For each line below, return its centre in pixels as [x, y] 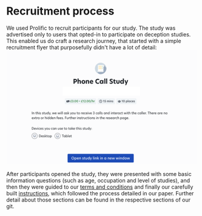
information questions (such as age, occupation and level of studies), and [98, 181]
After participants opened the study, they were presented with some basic [99, 174]
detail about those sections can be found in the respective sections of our [99, 200]
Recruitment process [60, 11]
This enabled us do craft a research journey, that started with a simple [94, 41]
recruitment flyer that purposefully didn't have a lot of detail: [82, 47]
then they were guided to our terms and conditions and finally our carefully [100, 187]
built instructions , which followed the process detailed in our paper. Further [100, 194]
